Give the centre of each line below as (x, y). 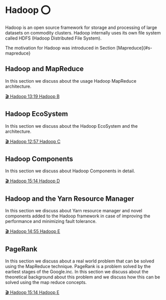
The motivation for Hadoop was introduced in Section (60, 48)
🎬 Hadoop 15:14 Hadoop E (32, 292)
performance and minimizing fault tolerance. (51, 221)
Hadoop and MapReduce (44, 69)
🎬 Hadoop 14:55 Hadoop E (33, 231)
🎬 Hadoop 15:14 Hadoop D (32, 181)
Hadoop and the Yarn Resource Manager (70, 199)
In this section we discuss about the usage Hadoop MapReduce (71, 81)
